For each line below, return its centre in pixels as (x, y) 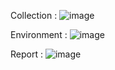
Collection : (34, 15)
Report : (26, 54)
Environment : (39, 34)
